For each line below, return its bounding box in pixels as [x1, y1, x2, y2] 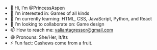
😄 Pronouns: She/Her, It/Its [10, 34, 68, 40]
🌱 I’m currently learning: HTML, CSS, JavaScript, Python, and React [10, 16, 152, 21]
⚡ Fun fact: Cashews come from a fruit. [10, 40, 93, 46]
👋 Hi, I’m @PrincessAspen [10, 5, 65, 11]
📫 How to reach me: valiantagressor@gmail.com [10, 27, 114, 33]
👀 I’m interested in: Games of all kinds [10, 10, 90, 16]
